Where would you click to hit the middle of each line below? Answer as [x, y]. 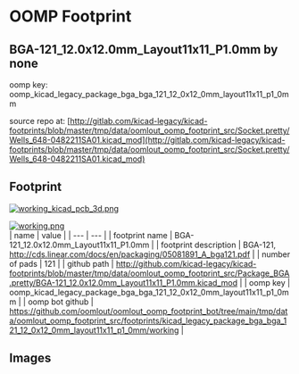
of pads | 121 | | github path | [62, 263]
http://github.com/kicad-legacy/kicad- [186, 263]
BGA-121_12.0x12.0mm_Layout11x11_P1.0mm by [144, 50]
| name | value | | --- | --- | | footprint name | [91, 235]
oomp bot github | [61, 302]
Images [30, 358]
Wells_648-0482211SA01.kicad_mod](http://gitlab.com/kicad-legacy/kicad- [147, 140]
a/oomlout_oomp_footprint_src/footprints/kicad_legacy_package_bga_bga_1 [148, 320]
